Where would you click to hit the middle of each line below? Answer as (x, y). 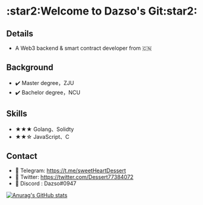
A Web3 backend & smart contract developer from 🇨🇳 (83, 48)
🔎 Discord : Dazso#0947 (46, 184)
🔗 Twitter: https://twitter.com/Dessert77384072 (74, 177)
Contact (22, 156)
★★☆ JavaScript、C (42, 136)
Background (30, 68)
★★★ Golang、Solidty (45, 129)
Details (20, 34)
